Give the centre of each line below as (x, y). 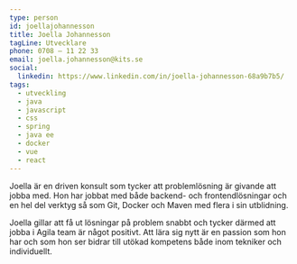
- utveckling (42, 93)
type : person (34, 18)
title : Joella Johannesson (60, 34)
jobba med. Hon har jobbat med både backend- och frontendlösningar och (148, 196)
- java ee (36, 135)
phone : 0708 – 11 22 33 (54, 51)
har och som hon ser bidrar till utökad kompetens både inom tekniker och (146, 241)
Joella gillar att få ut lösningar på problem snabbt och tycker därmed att (143, 223)
